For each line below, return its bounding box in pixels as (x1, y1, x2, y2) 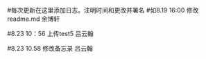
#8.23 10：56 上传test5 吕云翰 (7, 30, 94, 37)
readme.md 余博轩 (7, 15, 60, 23)
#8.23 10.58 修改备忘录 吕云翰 (7, 44, 94, 52)
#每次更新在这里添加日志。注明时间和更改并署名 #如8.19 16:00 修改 (7, 6, 199, 14)
